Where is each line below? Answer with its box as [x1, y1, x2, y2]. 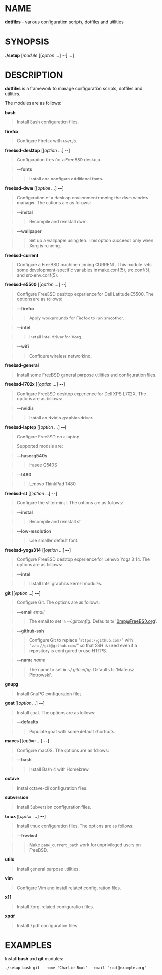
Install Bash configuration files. [16, 119, 79, 125]
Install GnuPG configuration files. [16, 691, 83, 696]
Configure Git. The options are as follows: [16, 599, 100, 605]
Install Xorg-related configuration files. [16, 903, 94, 910]
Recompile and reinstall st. [29, 518, 82, 524]
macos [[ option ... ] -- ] [5, 737, 49, 744]
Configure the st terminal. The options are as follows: [16, 499, 123, 505]
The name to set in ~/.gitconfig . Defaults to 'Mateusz [29, 666, 135, 672]
